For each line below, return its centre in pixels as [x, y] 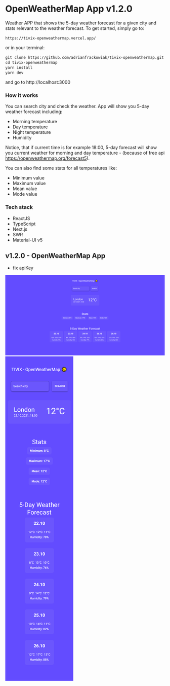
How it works [22, 95]
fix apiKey [23, 268]
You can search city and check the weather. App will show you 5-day [77, 106]
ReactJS [21, 218]
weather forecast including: [34, 112]
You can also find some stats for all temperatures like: [61, 168]
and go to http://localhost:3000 [38, 82]
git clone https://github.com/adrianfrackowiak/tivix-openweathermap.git [85, 57]
